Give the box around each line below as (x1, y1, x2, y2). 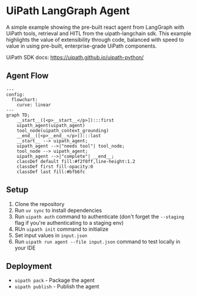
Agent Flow (6, 71, 49, 81)
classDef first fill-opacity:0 (16, 164, 94, 169)
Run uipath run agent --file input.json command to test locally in (14, 238, 181, 245)
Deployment (6, 261, 52, 271)
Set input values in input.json (14, 231, 88, 239)
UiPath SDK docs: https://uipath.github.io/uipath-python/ (6, 54, 144, 61)
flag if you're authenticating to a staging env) (14, 219, 124, 226)
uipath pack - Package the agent (14, 277, 95, 284)
